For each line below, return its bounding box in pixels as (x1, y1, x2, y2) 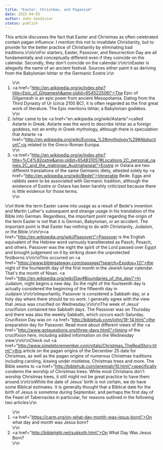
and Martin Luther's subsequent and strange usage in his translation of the (5, 208, 155, 214)
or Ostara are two (114, 163, 150, 169)
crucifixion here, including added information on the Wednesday (5, 332, 134, 338)
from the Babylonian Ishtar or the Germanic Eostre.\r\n (5, 70, 114, 76)
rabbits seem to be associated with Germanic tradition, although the (12, 178, 148, 184)
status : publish (5, 20, 38, 26)
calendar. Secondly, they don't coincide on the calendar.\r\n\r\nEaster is (5, 60, 149, 66)
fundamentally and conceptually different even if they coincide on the (5, 55, 145, 61)
